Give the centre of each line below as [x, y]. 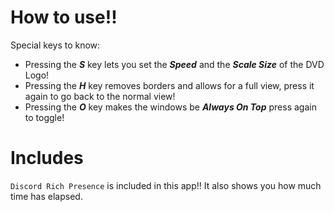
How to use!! [64, 17]
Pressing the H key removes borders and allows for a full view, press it [169, 85]
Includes [47, 158]
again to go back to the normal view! [100, 96]
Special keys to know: [55, 45]
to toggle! [44, 117]
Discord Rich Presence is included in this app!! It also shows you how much [166, 185]
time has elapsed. [46, 196]
